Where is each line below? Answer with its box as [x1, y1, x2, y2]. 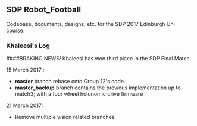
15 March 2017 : [6, 66, 45, 73]
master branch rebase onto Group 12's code [14, 78, 124, 85]
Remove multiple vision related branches [14, 114, 115, 121]
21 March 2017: [6, 102, 43, 109]
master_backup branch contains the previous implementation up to [14, 84, 181, 91]
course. [6, 27, 25, 34]
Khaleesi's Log [6, 41, 51, 50]
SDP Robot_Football [6, 5, 82, 15]
